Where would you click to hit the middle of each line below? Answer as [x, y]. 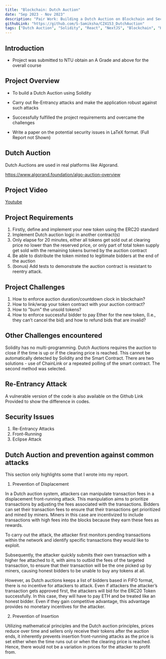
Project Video [26, 190]
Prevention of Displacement [41, 484]
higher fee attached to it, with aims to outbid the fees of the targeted [75, 560]
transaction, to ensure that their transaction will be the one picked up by [78, 565]
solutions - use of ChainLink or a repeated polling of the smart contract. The [83, 363]
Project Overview [32, 81]
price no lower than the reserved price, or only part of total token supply [86, 245]
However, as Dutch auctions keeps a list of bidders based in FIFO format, [80, 580]
